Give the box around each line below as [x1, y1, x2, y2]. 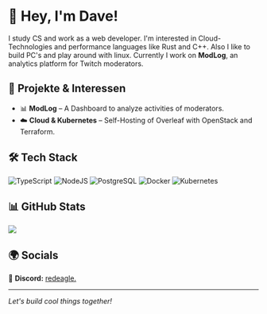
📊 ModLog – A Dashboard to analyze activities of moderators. [19, 103, 225, 113]
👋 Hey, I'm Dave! [8, 7, 118, 25]
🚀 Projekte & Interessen [8, 82, 126, 95]
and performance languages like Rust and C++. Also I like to [54, 41, 251, 51]
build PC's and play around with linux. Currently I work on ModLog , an [8, 50, 238, 60]
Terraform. [19, 126, 56, 136]
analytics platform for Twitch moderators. [8, 59, 144, 68]
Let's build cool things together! [8, 297, 113, 306]
